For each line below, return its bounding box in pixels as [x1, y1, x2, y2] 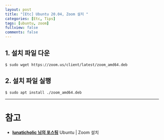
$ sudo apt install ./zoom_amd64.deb [5, 90, 82, 95]
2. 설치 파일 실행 [5, 77, 51, 85]
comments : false [5, 30, 38, 35]
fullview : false [5, 25, 38, 30]
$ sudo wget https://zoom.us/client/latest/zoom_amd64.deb [5, 62, 128, 67]
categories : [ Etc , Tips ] [5, 16, 56, 21]
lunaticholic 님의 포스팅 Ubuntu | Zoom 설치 [12, 129, 99, 135]
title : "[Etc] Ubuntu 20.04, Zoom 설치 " [5, 12, 89, 17]
